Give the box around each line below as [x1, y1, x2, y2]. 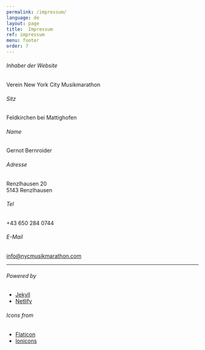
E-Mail [6, 233, 23, 240]
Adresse [6, 161, 27, 168]
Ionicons [15, 337, 37, 344]
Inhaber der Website [6, 62, 58, 69]
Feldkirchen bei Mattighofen [6, 114, 77, 121]
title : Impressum [6, 26, 53, 32]
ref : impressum [6, 32, 45, 38]
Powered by [6, 272, 37, 279]
